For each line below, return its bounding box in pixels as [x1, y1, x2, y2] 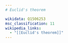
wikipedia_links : [5, 25, 41, 30]
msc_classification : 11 [5, 21, 55, 26]
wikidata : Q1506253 [5, 16, 46, 21]
